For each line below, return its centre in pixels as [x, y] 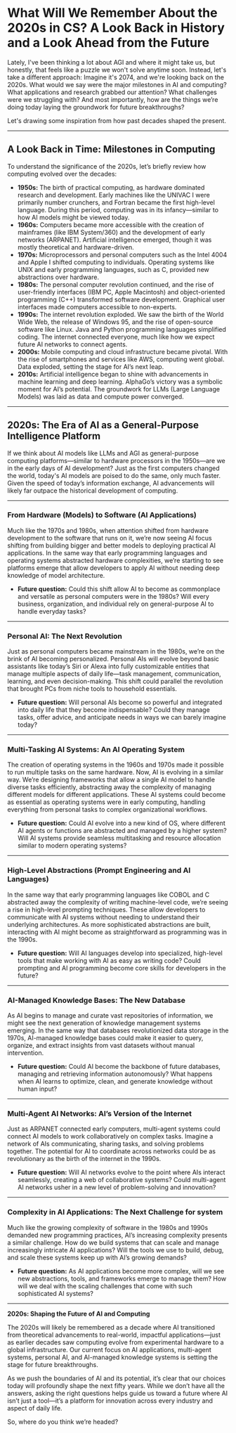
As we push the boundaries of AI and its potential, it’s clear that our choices [117, 1378]
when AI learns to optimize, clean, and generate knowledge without [115, 1082]
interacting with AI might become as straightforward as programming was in [117, 932]
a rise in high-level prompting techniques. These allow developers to [106, 909]
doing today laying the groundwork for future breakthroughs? [96, 107]
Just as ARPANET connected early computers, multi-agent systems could [114, 1129]
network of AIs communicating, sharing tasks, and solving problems [106, 1144]
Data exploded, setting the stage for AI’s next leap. [91, 366]
